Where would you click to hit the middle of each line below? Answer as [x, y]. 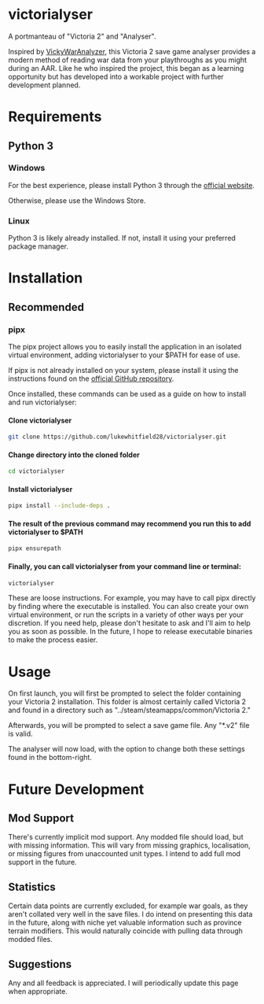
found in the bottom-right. [50, 758]
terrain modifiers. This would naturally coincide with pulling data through [126, 931]
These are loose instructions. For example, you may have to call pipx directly [132, 598]
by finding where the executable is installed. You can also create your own [128, 607]
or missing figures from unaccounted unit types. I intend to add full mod [125, 854]
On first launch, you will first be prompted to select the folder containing [125, 693]
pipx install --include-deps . [59, 506]
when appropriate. [38, 991]
